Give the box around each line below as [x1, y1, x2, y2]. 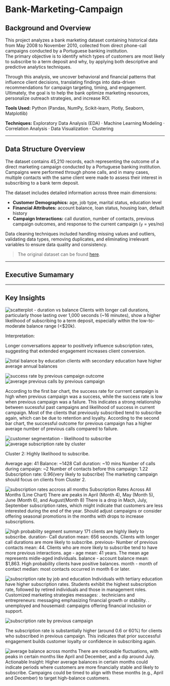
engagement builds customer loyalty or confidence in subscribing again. [5, 638, 156, 645]
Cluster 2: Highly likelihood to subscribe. [5, 451, 90, 457]
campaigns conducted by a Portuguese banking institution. [5, 48, 129, 54]
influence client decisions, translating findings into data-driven [5, 79, 136, 85]
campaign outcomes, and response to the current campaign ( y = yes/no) [12, 221, 164, 227]
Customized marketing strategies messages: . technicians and [5, 592, 135, 598]
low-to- [139, 317, 155, 324]
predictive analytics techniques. [5, 64, 72, 70]
